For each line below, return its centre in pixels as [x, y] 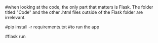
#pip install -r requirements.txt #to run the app [52, 27]
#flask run [16, 36]
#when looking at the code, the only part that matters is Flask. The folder [79, 7]
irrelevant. [15, 17]
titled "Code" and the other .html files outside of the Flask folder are [74, 12]
